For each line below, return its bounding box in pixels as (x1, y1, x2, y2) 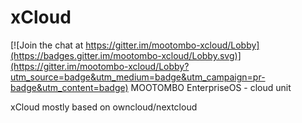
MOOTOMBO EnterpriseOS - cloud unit (130, 81, 292, 93)
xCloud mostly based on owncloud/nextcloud (10, 101, 198, 113)
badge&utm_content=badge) (10, 81, 129, 93)
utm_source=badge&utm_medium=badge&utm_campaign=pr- (10, 71, 266, 83)
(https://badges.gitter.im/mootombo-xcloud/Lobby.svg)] (10, 49, 242, 61)
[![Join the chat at (10, 39, 84, 51)
